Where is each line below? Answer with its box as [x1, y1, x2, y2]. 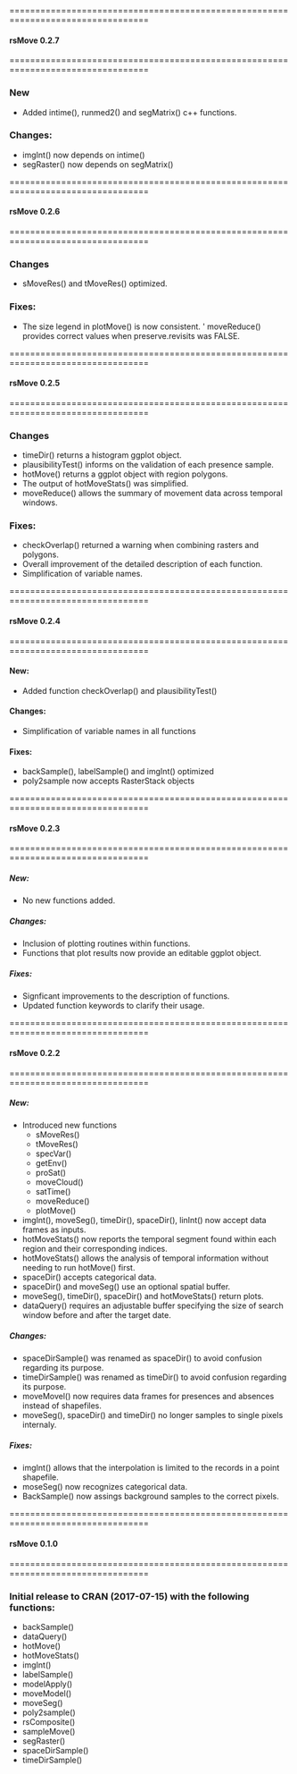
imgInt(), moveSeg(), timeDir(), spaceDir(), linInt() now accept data [21, 1215, 267, 1226]
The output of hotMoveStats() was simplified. [21, 478, 189, 489]
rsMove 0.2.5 [9, 377, 61, 389]
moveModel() [21, 1687, 72, 1699]
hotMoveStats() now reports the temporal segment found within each [21, 1234, 276, 1245]
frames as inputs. [21, 1224, 87, 1235]
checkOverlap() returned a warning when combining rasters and [21, 540, 260, 551]
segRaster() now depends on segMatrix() [21, 158, 174, 170]
